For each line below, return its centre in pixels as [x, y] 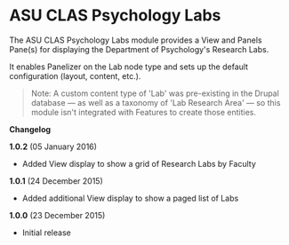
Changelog [30, 129]
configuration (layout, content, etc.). [75, 75]
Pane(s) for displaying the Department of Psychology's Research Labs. [139, 49]
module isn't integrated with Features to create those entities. [143, 112]
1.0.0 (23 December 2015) [57, 215]
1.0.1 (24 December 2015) [56, 181]
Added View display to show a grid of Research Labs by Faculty [139, 163]
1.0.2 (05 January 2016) [53, 146]
